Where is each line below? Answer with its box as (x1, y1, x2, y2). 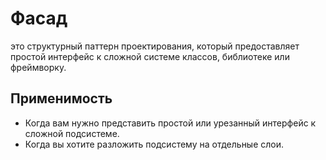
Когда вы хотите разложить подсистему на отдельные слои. (24, 138, 285, 150)
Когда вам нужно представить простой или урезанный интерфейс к (24, 117, 317, 129)
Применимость (10, 90, 113, 107)
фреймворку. (10, 61, 67, 73)
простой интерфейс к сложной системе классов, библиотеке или (10, 50, 290, 62)
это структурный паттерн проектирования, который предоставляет (10, 40, 300, 52)
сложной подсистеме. (24, 127, 120, 139)
